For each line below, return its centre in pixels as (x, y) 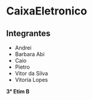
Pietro (22, 67)
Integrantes (28, 33)
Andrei (23, 48)
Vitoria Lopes (31, 80)
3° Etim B (18, 91)
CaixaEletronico (47, 11)
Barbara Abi (30, 54)
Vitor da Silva (31, 73)
